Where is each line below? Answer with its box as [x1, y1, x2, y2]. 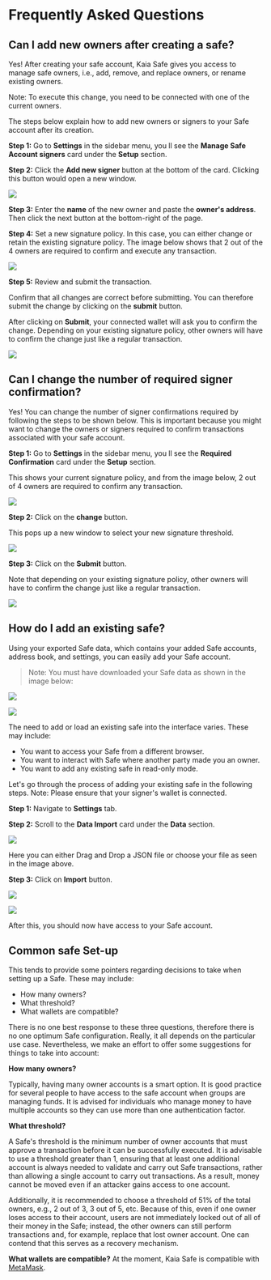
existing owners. [8, 77, 63, 86]
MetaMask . [8, 1263, 46, 1273]
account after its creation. [8, 125, 95, 134]
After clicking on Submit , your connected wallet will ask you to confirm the [8, 317, 257, 326]
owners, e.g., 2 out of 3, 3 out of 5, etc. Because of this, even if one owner [8, 1204, 256, 1214]
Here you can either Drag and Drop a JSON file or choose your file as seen [8, 850, 257, 860]
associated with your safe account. [8, 432, 125, 442]
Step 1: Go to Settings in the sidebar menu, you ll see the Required [8, 448, 232, 458]
